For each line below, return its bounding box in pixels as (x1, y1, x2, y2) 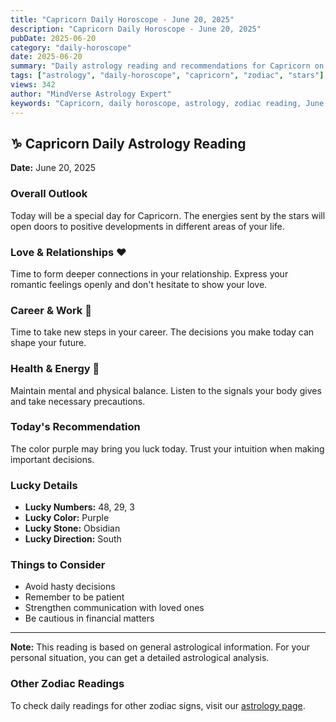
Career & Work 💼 (10, 303, 92, 317)
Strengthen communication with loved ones (24, 602, 205, 614)
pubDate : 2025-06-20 (10, 33, 97, 43)
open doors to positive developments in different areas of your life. (10, 220, 285, 232)
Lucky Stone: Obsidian (24, 522, 121, 535)
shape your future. (10, 337, 87, 349)
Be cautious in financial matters (24, 612, 155, 625)
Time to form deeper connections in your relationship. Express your (10, 267, 289, 280)
